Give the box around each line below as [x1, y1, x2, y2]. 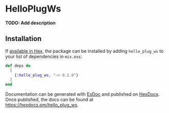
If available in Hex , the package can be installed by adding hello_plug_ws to [5, 48, 164, 54]
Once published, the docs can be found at [5, 97, 94, 103]
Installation [5, 34, 42, 43]
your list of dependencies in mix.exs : [5, 53, 82, 59]
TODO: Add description [5, 20, 56, 26]
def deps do [5, 63, 31, 68]
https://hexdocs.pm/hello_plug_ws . [5, 102, 79, 108]
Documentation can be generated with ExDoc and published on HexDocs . [5, 91, 160, 97]
